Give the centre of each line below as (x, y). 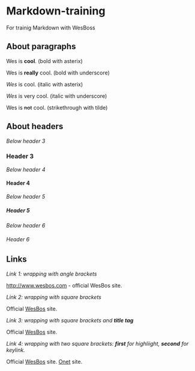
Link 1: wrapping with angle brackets (52, 274)
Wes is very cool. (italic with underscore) (57, 96)
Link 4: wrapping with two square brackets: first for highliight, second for (97, 343)
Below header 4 (26, 169)
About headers (35, 126)
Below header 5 (26, 197)
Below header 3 (26, 141)
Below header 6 (26, 226)
